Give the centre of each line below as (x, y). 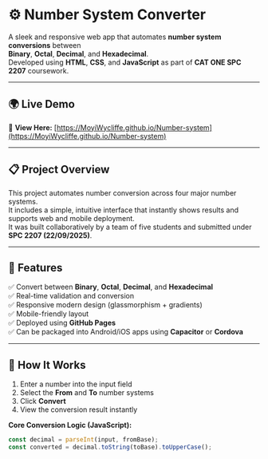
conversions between (45, 45)
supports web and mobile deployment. (72, 218)
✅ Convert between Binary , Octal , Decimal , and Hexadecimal (111, 287)
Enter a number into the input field (76, 384)
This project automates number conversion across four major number (122, 192)
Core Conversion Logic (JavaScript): (70, 425)
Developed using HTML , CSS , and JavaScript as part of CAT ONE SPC (125, 62)
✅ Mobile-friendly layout (49, 314)
